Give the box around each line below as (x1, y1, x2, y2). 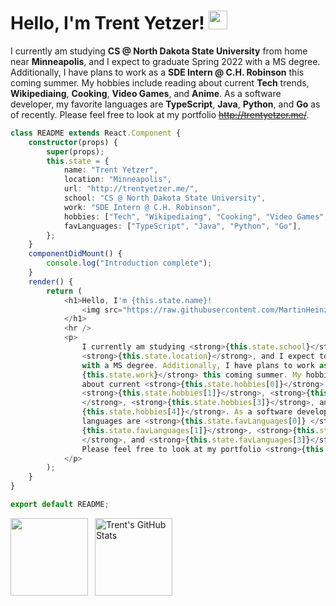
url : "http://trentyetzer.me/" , (63, 184, 199, 194)
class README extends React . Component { (10, 128, 182, 138)
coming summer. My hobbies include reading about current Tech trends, (10, 76, 310, 89)
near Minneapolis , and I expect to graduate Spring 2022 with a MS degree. (10, 55, 321, 67)
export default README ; (10, 500, 110, 510)
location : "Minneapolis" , (63, 175, 172, 185)
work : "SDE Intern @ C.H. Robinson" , (63, 202, 222, 212)
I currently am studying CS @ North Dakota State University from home (10, 45, 308, 57)
